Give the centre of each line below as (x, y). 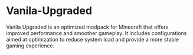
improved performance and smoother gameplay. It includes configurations (97, 33)
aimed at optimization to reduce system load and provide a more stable (92, 39)
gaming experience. (30, 46)
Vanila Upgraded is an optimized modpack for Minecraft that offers (87, 27)
